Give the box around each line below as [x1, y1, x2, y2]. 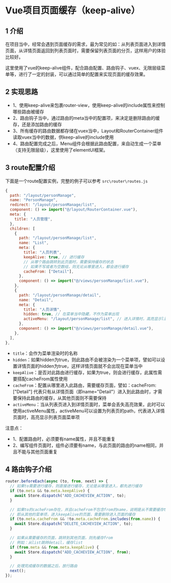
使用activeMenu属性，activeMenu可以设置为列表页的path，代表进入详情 [12, 408, 165, 414]
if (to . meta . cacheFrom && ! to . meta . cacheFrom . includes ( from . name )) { [10, 517, 161, 522]
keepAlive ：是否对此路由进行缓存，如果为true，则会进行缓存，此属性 [12, 369, 158, 375]
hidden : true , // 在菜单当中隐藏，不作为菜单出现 [23, 311, 120, 317]
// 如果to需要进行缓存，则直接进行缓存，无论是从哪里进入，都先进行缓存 [10, 484, 142, 489]
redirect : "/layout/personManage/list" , [10, 203, 97, 208]
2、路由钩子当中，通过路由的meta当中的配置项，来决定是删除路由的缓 [12, 115, 160, 121]
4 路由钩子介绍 [5, 465, 52, 474]
